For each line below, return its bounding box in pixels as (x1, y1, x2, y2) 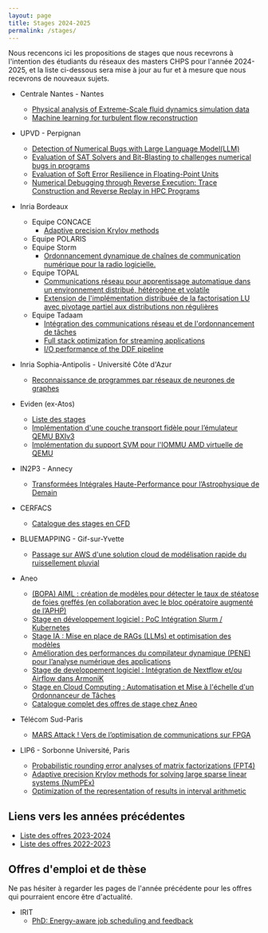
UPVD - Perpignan (19, 128, 81, 138)
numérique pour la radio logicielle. (43, 260, 156, 270)
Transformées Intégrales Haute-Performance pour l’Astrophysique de (31, 479, 260, 489)
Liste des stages (31, 415, 86, 424)
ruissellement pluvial (31, 558, 100, 568)
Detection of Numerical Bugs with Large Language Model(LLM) (31, 144, 240, 154)
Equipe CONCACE (31, 217, 92, 227)
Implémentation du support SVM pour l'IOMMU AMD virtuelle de (31, 440, 243, 450)
